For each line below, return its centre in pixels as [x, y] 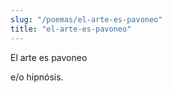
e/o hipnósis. [37, 77]
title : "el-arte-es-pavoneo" [71, 29]
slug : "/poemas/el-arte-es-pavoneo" [86, 19]
